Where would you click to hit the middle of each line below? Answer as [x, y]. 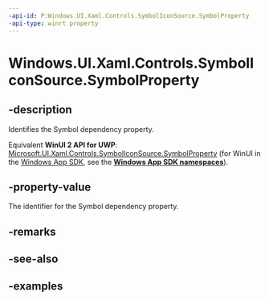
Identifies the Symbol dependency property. [81, 129]
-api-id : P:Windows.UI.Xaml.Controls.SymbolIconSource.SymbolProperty [129, 16]
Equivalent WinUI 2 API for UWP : [63, 145]
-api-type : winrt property [53, 23]
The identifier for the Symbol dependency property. [94, 207]
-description [40, 110]
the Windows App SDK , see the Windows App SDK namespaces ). [118, 162]
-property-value [50, 187]
